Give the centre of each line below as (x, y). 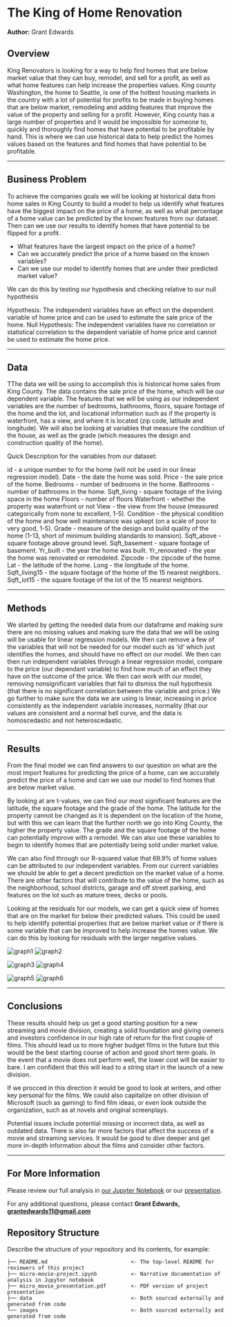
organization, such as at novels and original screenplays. (88, 1110)
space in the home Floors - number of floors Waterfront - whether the (106, 499)
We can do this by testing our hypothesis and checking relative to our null (112, 289)
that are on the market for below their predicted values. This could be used (114, 916)
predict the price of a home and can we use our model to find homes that (111, 780)
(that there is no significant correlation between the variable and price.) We (114, 691)
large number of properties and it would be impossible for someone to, (108, 122)
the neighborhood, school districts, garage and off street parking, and (106, 888)
